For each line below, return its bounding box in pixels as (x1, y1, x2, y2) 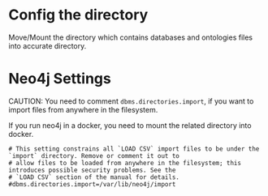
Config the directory (8, 6, 149, 24)
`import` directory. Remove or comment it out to (8, 151, 180, 160)
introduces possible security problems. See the (8, 166, 176, 174)
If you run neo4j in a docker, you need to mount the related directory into (8, 120, 252, 130)
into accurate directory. (8, 40, 87, 50)
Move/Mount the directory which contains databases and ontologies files (8, 32, 253, 42)
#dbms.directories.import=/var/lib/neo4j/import (8, 180, 176, 188)
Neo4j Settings (8, 70, 111, 88)
